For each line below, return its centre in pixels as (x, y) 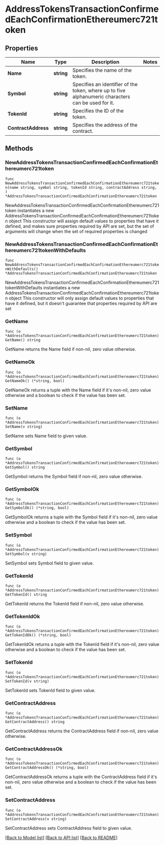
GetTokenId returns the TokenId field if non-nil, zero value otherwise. (75, 604)
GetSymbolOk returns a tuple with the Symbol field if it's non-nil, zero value (82, 517)
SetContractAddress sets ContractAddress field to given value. (69, 828)
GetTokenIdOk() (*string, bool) (38, 635)
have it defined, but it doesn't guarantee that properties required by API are (81, 303)
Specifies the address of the (105, 125)
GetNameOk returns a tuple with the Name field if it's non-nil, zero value (78, 390)
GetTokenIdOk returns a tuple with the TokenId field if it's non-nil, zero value (82, 644)
